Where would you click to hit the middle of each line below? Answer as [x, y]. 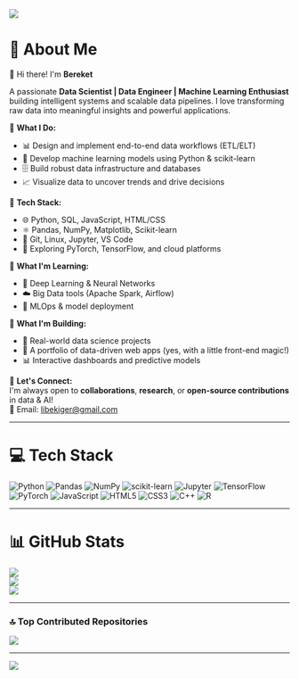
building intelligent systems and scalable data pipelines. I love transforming [147, 101]
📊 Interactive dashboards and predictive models [111, 360]
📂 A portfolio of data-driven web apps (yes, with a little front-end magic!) [155, 350]
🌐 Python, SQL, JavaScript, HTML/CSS [94, 219]
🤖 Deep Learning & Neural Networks [89, 283]
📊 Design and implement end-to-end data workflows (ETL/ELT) [139, 145]
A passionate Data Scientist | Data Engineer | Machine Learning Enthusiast [149, 91]
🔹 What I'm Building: [48, 323]
